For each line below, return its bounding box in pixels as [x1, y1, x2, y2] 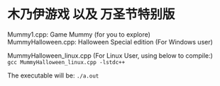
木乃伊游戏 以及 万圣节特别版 [7, 6, 175, 23]
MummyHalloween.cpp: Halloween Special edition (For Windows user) [7, 37, 213, 46]
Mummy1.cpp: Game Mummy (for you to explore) [7, 30, 151, 39]
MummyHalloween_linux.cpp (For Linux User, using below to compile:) [7, 51, 213, 60]
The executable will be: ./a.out [7, 71, 99, 80]
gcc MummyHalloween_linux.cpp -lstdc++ [7, 59, 126, 66]
